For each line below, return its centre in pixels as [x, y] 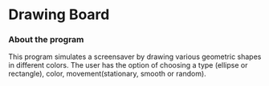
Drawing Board [59, 15]
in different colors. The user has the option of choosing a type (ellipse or [128, 65]
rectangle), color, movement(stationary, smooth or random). [107, 74]
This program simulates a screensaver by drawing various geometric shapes [135, 57]
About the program [46, 40]
